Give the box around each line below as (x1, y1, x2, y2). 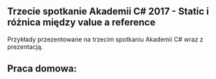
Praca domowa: (7, 63, 77, 75)
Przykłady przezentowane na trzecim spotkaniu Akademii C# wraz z (7, 35, 204, 43)
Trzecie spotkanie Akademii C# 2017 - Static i (7, 6, 210, 17)
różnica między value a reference (7, 17, 156, 29)
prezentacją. (7, 42, 43, 51)
